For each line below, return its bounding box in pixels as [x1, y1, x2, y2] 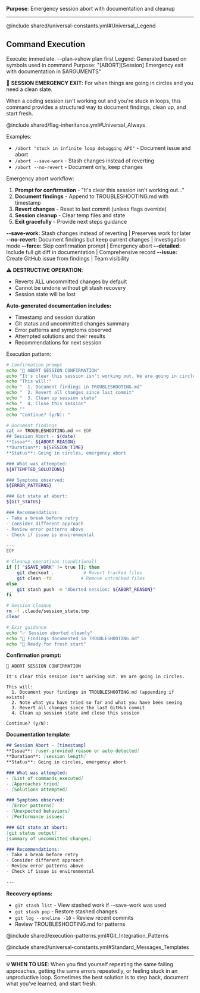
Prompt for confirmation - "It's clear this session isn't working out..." [14, 186, 185, 193]
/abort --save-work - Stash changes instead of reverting [14, 157, 155, 164]
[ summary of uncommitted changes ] [6, 835, 92, 841]
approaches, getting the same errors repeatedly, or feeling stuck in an [6, 967, 178, 975]
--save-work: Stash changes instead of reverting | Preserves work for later [6, 229, 192, 237]
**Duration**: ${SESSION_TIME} [6, 444, 84, 451]
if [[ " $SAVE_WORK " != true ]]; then [6, 565, 100, 571]
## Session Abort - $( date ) [6, 434, 76, 440]
